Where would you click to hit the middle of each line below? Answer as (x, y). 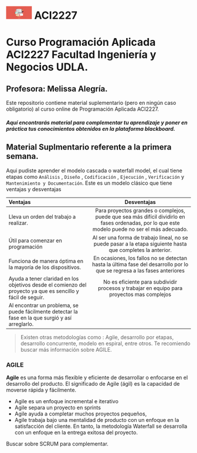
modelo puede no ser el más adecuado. (140, 229)
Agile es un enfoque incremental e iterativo (67, 401)
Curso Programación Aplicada (81, 42)
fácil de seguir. (26, 297)
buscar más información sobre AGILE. (66, 349)
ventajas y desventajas (34, 189)
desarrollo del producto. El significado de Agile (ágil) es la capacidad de (93, 384)
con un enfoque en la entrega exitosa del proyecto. (76, 432)
